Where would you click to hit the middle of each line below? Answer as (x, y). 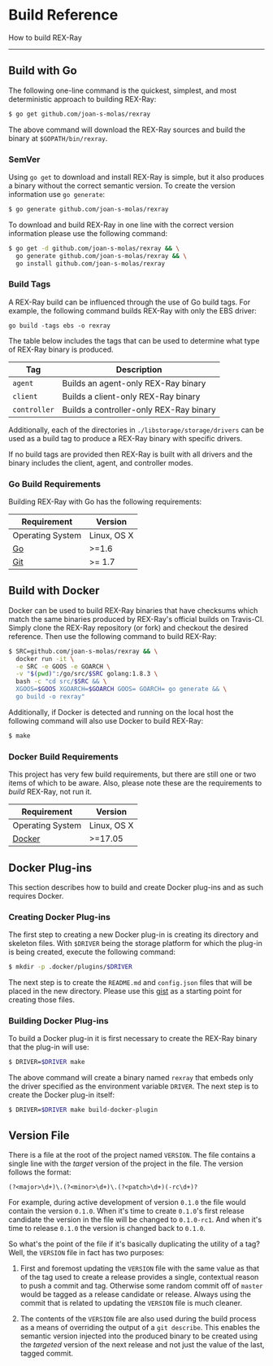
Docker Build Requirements (64, 756)
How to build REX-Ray (45, 37)
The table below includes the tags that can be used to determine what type (134, 340)
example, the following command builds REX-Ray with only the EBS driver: (133, 310)
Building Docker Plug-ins (58, 1021)
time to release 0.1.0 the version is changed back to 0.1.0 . (107, 1228)
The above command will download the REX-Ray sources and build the (127, 129)
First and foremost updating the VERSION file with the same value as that (140, 1268)
